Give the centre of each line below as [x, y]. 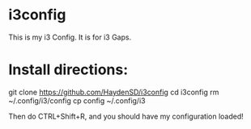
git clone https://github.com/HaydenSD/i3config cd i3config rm [114, 92]
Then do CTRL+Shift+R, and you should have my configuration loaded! [126, 116]
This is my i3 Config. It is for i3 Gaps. [70, 37]
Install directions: [68, 70]
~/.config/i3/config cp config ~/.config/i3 [77, 100]
